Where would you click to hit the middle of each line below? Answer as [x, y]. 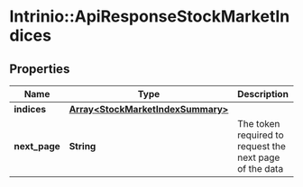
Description [263, 94]
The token [259, 124]
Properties [40, 69]
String [83, 146]
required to [261, 135]
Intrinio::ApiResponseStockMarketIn [150, 17]
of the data [261, 169]
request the [262, 146]
